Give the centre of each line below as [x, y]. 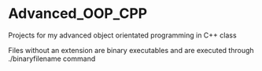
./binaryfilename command [52, 59]
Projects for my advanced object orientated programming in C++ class [123, 35]
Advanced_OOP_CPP [78, 14]
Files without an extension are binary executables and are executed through [131, 50]
